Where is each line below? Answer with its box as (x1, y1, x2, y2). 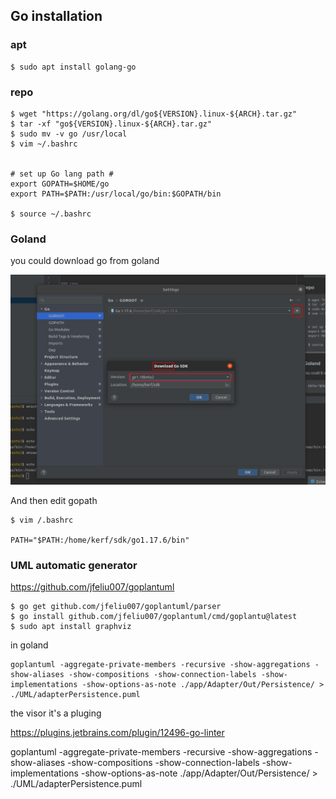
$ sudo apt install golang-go (10, 62, 137, 72)
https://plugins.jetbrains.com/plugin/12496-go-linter (10, 727, 225, 739)
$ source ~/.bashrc (10, 209, 92, 219)
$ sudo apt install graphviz (10, 622, 132, 632)
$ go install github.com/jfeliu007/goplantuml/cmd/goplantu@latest (10, 612, 298, 622)
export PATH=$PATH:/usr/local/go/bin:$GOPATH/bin (10, 189, 222, 199)
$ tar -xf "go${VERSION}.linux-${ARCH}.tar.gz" (10, 119, 213, 129)
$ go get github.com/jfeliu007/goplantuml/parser (10, 602, 222, 612)
